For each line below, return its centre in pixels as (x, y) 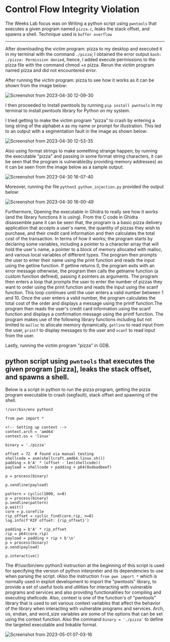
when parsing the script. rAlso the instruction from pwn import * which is (81, 576)
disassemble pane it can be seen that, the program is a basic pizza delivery (84, 222)
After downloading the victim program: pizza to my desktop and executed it (84, 49)
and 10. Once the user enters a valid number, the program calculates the (80, 298)
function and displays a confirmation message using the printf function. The (84, 314)
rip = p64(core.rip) (27, 533)
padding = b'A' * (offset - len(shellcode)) (53, 462)
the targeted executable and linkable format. (51, 624)
